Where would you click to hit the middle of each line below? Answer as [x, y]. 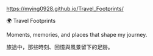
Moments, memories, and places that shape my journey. [77, 35]
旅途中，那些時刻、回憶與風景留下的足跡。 [60, 47]
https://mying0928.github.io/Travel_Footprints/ [65, 9]
